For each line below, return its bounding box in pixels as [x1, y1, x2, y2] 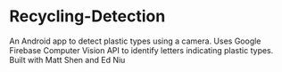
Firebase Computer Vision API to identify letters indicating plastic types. [9, 44, 274, 55]
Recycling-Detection [9, 6, 166, 27]
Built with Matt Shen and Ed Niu [9, 54, 126, 65]
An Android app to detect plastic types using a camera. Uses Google [9, 36, 261, 46]
